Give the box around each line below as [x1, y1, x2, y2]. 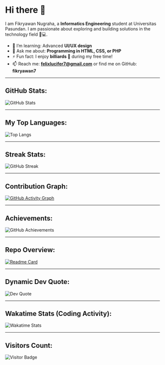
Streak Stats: [5, 150, 46, 158]
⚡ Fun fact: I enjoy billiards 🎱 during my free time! [12, 53, 113, 59]
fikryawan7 [12, 68, 36, 74]
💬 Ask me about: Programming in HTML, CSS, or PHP [12, 48, 121, 53]
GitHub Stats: [5, 87, 48, 95]
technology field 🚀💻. [5, 31, 48, 37]
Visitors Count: [5, 341, 53, 350]
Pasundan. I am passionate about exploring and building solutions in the [5, 26, 151, 31]
